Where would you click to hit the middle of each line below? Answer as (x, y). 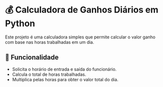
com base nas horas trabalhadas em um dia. (50, 42)
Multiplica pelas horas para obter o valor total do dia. (65, 79)
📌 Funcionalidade (32, 58)
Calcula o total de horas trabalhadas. (49, 74)
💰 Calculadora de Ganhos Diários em (82, 10)
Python (20, 24)
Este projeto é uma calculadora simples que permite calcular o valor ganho (80, 37)
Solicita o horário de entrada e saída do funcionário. (64, 69)
